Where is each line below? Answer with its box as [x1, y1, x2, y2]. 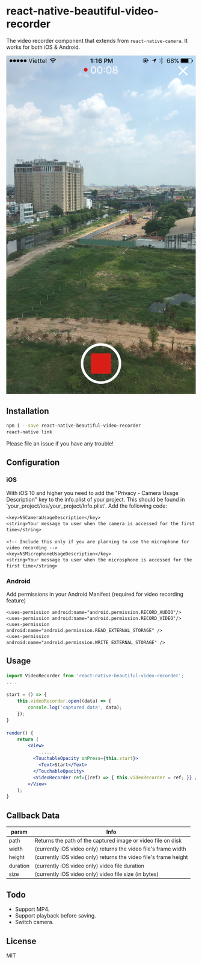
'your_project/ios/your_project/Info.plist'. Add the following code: [6, 502, 167, 509]
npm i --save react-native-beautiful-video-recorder [6, 423, 141, 429]
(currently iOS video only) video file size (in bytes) [34, 870, 159, 878]
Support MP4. [14, 905, 50, 913]
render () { [6, 730, 34, 736]
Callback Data [6, 810, 60, 820]
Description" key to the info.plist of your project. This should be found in [6, 496, 185, 503]
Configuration [6, 458, 60, 468]
